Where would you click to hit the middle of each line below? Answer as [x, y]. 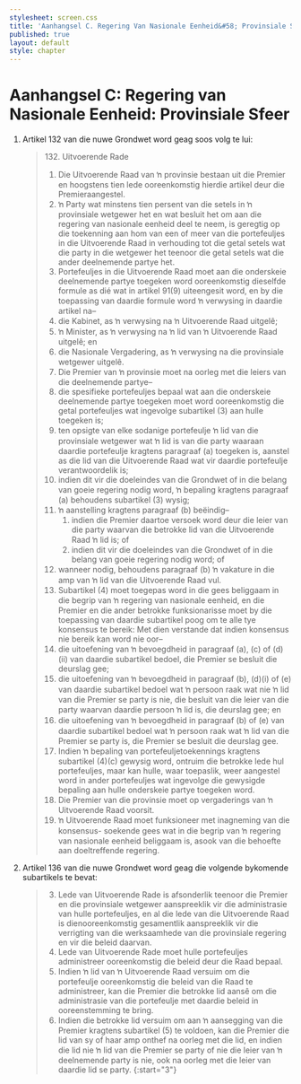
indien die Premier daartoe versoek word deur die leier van [180, 520]
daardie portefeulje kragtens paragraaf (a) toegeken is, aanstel [173, 451]
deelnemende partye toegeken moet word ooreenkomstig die [171, 401]
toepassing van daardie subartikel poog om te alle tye [157, 620]
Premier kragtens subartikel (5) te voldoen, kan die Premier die [173, 1031]
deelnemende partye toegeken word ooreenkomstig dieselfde [172, 281]
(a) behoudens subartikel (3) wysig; [124, 500]
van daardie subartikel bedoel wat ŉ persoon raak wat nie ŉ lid [173, 690]
